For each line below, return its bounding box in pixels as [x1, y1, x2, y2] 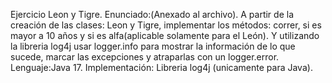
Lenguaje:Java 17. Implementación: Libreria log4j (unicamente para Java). [10, 62, 313, 73]
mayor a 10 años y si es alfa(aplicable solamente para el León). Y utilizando [10, 30, 320, 41]
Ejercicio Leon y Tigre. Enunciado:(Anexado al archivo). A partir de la [10, 9, 294, 20]
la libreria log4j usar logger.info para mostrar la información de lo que [10, 40, 296, 52]
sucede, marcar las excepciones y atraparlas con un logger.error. [10, 51, 280, 63]
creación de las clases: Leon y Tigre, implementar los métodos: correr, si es [10, 19, 322, 31]
